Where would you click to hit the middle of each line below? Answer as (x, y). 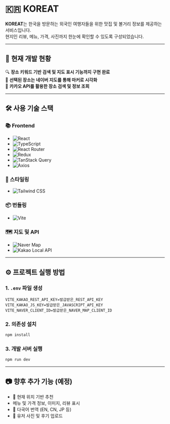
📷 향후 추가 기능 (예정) (39, 381)
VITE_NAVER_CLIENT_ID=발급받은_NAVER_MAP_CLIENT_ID (59, 311)
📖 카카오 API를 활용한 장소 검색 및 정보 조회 (47, 86)
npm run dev (18, 360)
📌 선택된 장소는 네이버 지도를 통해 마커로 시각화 (51, 80)
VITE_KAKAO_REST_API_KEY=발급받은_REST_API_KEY (54, 300)
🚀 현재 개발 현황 (28, 59)
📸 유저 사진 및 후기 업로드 (38, 416)
